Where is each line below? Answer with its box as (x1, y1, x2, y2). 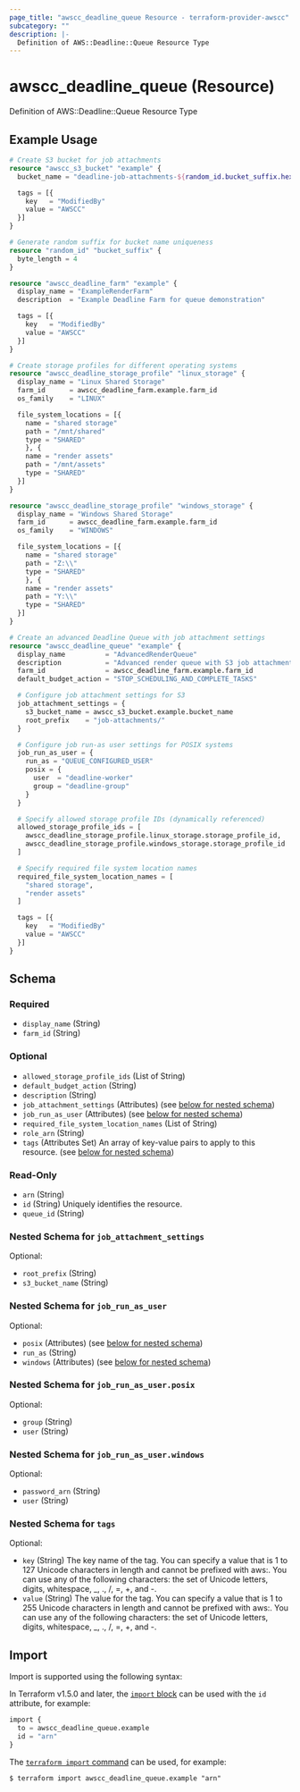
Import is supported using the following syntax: (9, 1671, 183, 1682)
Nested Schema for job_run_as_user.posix (9, 1378, 196, 1391)
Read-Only (9, 1168, 58, 1181)
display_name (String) (21, 1018, 101, 1029)
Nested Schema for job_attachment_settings (9, 1230, 204, 1242)
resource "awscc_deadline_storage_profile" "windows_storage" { (9, 501, 254, 510)
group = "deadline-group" (32, 781, 129, 791)
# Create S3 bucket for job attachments (9, 156, 162, 164)
